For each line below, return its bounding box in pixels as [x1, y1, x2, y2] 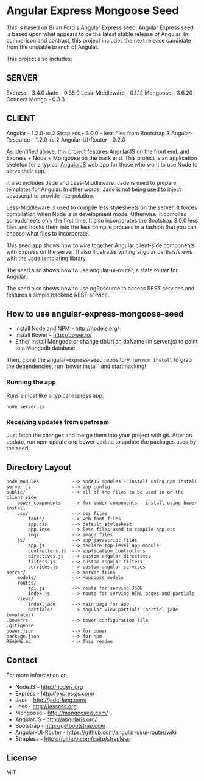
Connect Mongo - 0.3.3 [6, 95, 65, 103]
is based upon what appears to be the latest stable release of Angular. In [6, 30, 189, 37]
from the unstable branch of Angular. [6, 43, 99, 51]
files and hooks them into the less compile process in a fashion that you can [6, 223, 197, 231]
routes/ [17, 580, 37, 586]
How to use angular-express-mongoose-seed [6, 309, 184, 319]
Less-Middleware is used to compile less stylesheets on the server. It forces [6, 204, 197, 211]
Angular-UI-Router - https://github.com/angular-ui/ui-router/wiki [15, 729, 177, 736]
